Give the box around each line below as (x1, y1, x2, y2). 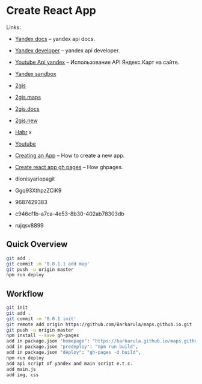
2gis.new (14, 117, 38, 124)
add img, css (6, 371, 39, 378)
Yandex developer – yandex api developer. (14, 46, 120, 54)
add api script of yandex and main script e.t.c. (6, 361, 133, 367)
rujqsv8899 (14, 221, 44, 229)
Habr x (14, 128, 32, 135)
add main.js (6, 366, 36, 372)
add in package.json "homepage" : (6, 338, 90, 344)
